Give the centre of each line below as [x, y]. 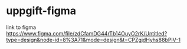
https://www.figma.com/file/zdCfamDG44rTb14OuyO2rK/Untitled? [87, 33]
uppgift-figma [41, 11]
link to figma [21, 27]
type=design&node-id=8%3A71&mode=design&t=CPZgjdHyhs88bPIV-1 [93, 40]
